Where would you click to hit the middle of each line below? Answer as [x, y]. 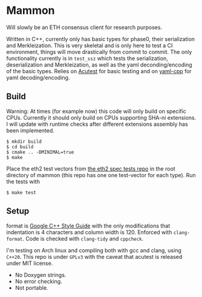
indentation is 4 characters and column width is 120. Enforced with [89, 232]
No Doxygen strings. [41, 275]
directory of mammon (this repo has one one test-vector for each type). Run [101, 175]
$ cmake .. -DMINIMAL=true [40, 152]
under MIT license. [30, 263]
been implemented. [30, 130]
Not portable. [31, 287]
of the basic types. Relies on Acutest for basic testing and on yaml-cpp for [99, 71]
